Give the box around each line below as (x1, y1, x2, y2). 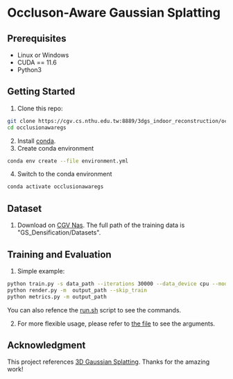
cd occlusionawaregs (7, 124, 67, 131)
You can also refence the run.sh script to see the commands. (7, 305, 182, 314)
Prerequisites (7, 33, 67, 44)
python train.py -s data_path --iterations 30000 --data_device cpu (7, 280, 209, 287)
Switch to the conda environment (17, 170, 112, 178)
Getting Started (7, 85, 76, 98)
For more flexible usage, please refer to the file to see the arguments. (17, 319, 216, 328)
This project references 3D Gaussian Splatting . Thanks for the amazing (7, 357, 210, 366)
